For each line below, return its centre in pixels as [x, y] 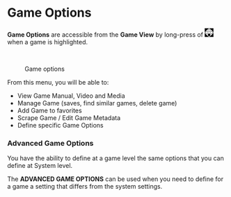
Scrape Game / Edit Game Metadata [69, 118]
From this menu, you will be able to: [58, 82]
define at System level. [40, 166]
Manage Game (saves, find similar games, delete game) [97, 103]
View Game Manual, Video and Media [71, 96]
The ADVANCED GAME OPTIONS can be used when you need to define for [115, 179]
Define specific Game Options [60, 125]
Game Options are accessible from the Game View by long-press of [105, 34]
